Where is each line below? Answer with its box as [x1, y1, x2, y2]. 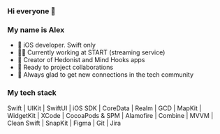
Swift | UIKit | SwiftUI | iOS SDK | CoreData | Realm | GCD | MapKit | [7, 104, 202, 112]
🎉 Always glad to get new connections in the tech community [17, 70, 194, 79]
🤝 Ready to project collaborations [17, 63, 114, 72]
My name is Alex [7, 24, 65, 34]
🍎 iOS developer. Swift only [17, 41, 96, 50]
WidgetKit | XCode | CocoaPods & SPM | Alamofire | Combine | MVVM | [7, 111, 214, 119]
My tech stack [7, 88, 57, 98]
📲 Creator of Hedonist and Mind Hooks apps [17, 56, 145, 64]
